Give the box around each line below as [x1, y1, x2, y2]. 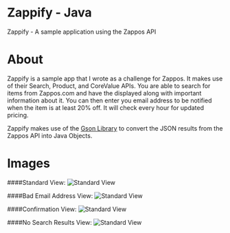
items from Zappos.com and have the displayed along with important [7, 89, 202, 97]
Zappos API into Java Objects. [7, 131, 93, 140]
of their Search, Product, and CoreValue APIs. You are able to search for [7, 81, 211, 90]
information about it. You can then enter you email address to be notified [7, 96, 212, 104]
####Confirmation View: [7, 205, 77, 213]
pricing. [7, 111, 29, 119]
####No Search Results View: [7, 218, 93, 226]
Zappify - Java [7, 5, 93, 21]
